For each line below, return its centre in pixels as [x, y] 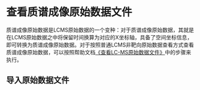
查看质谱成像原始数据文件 [69, 12]
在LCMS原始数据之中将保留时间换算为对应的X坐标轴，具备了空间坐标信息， [99, 37]
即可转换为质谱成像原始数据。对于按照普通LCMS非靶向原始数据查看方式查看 [100, 45]
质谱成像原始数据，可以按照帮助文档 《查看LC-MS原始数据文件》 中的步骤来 [99, 52]
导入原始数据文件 [38, 80]
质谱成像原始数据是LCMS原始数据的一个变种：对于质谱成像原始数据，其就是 [100, 30]
